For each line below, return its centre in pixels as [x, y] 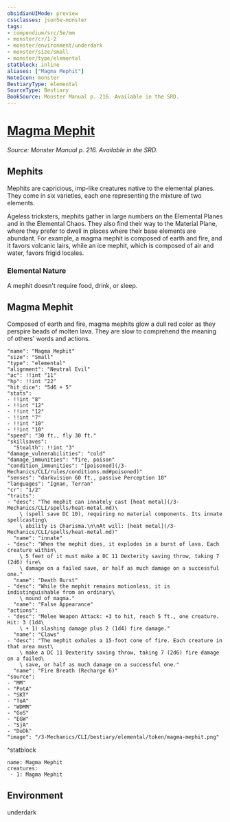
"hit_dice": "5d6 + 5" [39, 387]
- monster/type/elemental [44, 59]
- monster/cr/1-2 [32, 39]
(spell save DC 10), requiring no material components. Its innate [124, 514]
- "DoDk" [20, 731]
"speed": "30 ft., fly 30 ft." [52, 435]
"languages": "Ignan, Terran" [50, 484]
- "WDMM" [20, 707]
